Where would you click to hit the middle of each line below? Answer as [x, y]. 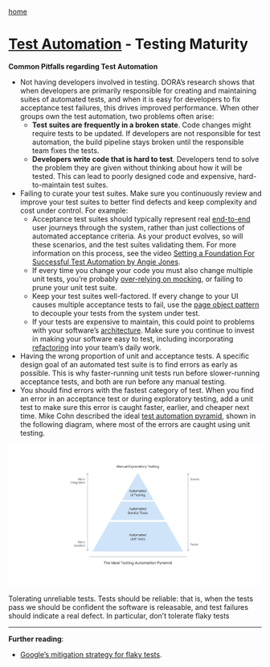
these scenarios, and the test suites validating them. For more [134, 244]
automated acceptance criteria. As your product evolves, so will [137, 236]
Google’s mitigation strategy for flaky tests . [91, 655]
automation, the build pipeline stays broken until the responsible [138, 142]
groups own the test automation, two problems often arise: [117, 116]
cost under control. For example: [74, 210]
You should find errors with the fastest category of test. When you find [137, 390]
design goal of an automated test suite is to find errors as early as [129, 364]
